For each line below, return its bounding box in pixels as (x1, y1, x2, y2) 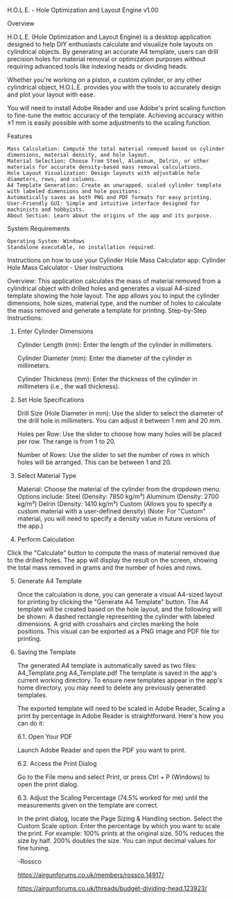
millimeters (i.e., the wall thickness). (17, 382, 120, 391)
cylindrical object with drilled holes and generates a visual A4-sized (7, 284, 201, 292)
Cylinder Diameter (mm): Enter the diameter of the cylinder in (17, 354, 192, 362)
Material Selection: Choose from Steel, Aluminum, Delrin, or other (7, 157, 209, 164)
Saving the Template (17, 648, 76, 656)
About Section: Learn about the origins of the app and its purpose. (7, 212, 213, 219)
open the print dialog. (17, 780, 79, 788)
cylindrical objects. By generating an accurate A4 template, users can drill (7, 48, 218, 55)
